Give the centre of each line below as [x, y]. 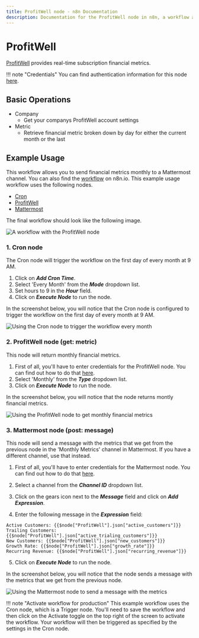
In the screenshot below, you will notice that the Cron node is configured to [98, 309]
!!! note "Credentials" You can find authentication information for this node [97, 74]
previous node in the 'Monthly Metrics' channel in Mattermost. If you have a [99, 449]
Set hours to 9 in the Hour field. [53, 291]
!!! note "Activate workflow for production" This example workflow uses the [98, 603]
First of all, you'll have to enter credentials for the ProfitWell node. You [100, 366]
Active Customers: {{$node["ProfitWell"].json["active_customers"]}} [94, 525]
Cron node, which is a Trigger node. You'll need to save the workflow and [96, 609]
